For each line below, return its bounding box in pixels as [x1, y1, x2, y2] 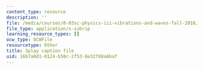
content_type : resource [6, 8, 66, 15]
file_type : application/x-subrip [6, 25, 91, 32]
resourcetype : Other [6, 43, 59, 49]
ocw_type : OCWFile [6, 37, 53, 43]
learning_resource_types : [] [6, 31, 80, 37]
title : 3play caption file [6, 48, 74, 54]
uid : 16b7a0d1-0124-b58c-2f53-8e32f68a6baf [6, 53, 118, 59]
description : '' [6, 14, 47, 20]
